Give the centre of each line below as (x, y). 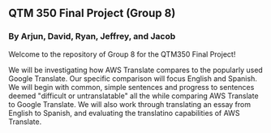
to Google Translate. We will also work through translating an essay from (130, 104)
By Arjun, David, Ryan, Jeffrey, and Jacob (92, 36)
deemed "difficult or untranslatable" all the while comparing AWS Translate (133, 96)
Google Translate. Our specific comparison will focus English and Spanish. (133, 78)
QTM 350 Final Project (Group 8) (92, 13)
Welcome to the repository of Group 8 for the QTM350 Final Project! (122, 54)
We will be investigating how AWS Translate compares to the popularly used (136, 70)
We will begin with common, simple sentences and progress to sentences (131, 87)
